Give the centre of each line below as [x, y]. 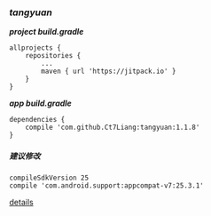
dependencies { [37, 120]
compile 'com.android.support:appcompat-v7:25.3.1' [106, 186]
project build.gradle [47, 32]
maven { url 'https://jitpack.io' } [109, 72]
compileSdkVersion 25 [49, 178]
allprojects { [35, 48]
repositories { [53, 56]
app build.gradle [41, 103]
